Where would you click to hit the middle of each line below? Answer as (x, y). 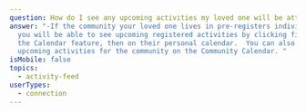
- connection (42, 93)
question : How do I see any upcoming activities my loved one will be (146, 18)
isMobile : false (40, 60)
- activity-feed (48, 77)
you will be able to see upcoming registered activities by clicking (152, 34)
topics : (24, 69)
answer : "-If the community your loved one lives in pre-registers (140, 26)
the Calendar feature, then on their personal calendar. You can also (157, 43)
